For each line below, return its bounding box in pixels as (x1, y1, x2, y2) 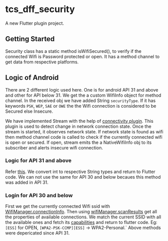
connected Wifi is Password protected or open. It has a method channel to (5, 53, 160, 59)
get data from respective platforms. (5, 59, 79, 65)
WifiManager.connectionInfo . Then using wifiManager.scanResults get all (5, 209, 157, 215)
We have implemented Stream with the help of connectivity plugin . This (5, 118, 154, 124)
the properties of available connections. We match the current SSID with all (5, 214, 161, 220)
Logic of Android (5, 73, 59, 82)
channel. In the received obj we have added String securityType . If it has (5, 97, 156, 104)
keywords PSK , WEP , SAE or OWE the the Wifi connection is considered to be (5, 103, 156, 109)
